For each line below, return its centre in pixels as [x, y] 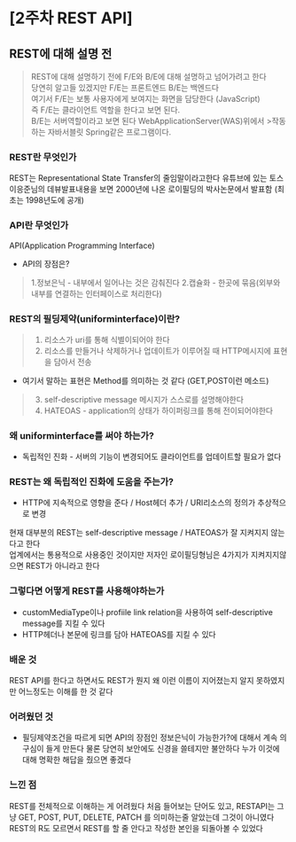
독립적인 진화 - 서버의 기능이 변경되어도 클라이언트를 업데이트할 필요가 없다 [152, 456]
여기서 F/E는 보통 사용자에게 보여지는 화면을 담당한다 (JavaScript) [145, 99]
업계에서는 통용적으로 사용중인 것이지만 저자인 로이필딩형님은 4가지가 [129, 555]
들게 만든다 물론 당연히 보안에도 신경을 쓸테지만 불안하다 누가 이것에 [163, 749]
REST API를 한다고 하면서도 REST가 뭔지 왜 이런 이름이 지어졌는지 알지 [132, 681]
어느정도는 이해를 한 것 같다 [66, 691]
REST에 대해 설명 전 [61, 54]
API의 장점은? [46, 263]
